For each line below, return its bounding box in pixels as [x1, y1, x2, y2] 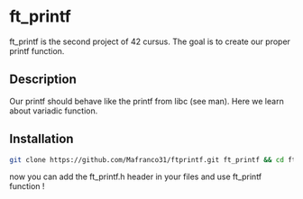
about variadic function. [9, 105, 98, 116]
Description [9, 72, 77, 87]
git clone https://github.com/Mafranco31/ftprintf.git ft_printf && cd [9, 155, 284, 164]
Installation [9, 131, 74, 147]
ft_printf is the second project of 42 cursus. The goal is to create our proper [9, 36, 291, 47]
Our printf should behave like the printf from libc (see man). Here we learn [9, 95, 284, 106]
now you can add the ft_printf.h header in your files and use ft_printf [9, 171, 262, 182]
